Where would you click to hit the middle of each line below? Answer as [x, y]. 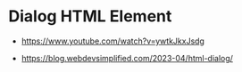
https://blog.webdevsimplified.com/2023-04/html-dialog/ [127, 58]
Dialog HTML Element [90, 16]
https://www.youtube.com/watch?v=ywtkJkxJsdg [113, 41]
